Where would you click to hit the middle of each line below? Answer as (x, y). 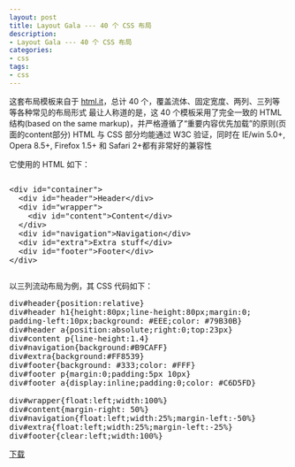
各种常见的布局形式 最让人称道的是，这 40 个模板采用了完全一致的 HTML (149, 112)
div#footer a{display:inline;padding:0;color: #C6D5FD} (132, 383)
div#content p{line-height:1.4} (79, 338)
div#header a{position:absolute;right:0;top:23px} (121, 329)
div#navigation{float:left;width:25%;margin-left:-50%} (132, 418)
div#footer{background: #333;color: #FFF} (102, 365)
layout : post (33, 17)
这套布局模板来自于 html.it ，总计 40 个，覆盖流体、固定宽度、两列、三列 (141, 101)
